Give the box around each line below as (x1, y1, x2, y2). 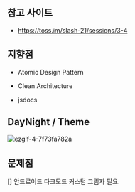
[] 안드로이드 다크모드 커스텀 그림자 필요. (7, 177, 120, 186)
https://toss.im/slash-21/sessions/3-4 (17, 26, 128, 34)
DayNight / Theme (7, 116, 90, 128)
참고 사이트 (7, 6, 53, 19)
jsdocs (17, 95, 38, 104)
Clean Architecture (17, 81, 73, 90)
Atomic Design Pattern (17, 68, 84, 76)
